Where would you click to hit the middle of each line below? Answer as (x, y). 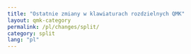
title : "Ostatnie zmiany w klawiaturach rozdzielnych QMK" (96, 14)
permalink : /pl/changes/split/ (53, 27)
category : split (31, 33)
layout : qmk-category (39, 20)
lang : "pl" (23, 40)
